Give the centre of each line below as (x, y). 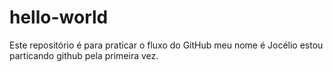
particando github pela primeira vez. (84, 55)
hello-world (59, 17)
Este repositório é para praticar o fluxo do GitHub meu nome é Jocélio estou (166, 45)
